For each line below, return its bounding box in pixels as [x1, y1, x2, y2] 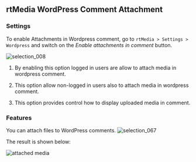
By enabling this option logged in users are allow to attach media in [14, 64, 177, 71]
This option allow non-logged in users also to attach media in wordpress [14, 82, 189, 89]
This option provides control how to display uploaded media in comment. [14, 99, 191, 106]
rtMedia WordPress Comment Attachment [6, 5, 163, 15]
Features [6, 114, 32, 122]
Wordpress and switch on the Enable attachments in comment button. [6, 41, 173, 48]
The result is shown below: [6, 138, 71, 145]
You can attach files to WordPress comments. [6, 126, 116, 133]
